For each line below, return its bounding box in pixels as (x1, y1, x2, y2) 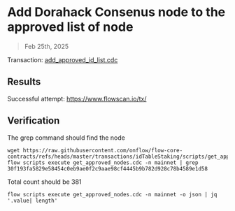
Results (7, 76, 41, 88)
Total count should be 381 (7, 177, 82, 186)
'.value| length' (7, 197, 58, 204)
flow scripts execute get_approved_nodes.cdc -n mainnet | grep (7, 159, 199, 166)
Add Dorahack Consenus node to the (7, 4, 226, 20)
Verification (7, 115, 60, 126)
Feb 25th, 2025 (24, 42, 69, 50)
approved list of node (7, 19, 134, 35)
